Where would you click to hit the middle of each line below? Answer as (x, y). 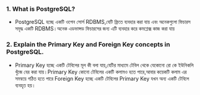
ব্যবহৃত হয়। (25, 85)
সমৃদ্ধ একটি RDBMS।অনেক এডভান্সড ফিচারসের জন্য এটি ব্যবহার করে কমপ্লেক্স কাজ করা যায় (95, 29)
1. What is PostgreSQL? (41, 9)
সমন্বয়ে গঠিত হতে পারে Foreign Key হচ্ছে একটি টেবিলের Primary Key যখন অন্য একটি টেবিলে (102, 78)
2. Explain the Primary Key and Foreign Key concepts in (88, 45)
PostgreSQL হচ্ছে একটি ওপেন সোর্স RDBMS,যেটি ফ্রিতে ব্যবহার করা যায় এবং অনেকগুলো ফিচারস (103, 22)
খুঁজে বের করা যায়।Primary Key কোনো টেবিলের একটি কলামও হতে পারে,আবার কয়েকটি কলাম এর (101, 72)
